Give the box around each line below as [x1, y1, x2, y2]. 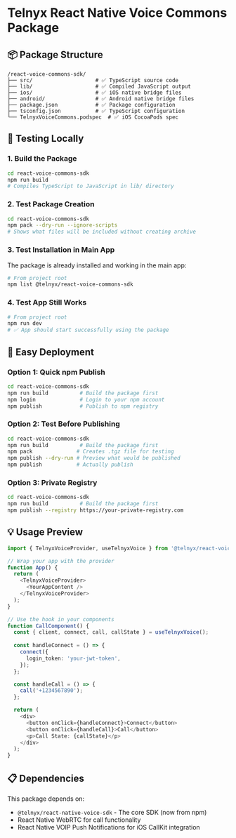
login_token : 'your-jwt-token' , [25, 655, 121, 662]
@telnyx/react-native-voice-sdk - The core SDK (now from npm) [17, 808, 207, 816]
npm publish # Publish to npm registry [7, 402, 159, 410]
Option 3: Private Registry [7, 477, 98, 487]
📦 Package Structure [7, 48, 103, 60]
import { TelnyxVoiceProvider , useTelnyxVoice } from [7, 545, 169, 552]
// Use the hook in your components [7, 616, 114, 623]
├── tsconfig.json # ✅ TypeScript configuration [7, 107, 185, 114]
